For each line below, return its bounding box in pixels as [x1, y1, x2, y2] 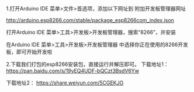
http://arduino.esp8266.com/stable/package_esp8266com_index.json [6, 17, 174, 23]
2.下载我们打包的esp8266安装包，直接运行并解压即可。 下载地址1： [6, 61, 169, 68]
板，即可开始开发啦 [6, 48, 53, 55]
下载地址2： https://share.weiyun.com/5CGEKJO [6, 79, 124, 86]
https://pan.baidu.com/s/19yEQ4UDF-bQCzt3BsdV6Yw [6, 68, 139, 74]
